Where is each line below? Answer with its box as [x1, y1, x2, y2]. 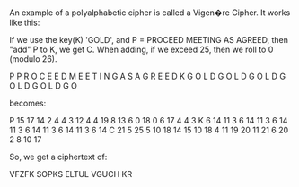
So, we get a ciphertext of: [9, 151, 108, 162]
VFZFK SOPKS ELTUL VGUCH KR [9, 169, 133, 179]
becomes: [9, 98, 47, 108]
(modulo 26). [9, 54, 57, 64]
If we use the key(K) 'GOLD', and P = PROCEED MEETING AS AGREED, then [9, 35, 289, 45]
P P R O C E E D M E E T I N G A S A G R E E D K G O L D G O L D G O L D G [9, 71, 286, 81]
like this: [9, 17, 40, 28]
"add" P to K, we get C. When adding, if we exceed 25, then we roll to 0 [9, 44, 274, 55]
